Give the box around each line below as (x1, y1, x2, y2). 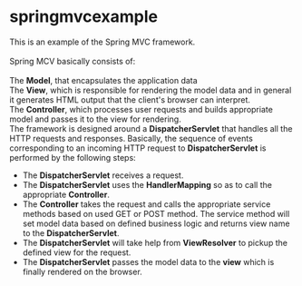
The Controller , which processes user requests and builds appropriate (9, 104, 274, 114)
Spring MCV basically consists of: (9, 55, 136, 66)
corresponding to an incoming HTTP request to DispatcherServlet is (9, 143, 267, 153)
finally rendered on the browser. (22, 266, 142, 277)
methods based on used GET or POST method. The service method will (22, 208, 290, 219)
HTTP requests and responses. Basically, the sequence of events (9, 133, 254, 143)
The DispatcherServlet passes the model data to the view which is (22, 256, 275, 267)
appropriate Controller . (22, 189, 111, 200)
